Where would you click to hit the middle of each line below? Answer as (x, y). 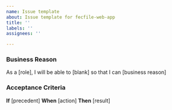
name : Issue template (33, 12)
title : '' (18, 22)
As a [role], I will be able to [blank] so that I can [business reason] (86, 72)
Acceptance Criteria (36, 88)
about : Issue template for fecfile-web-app (61, 17)
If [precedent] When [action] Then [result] (58, 101)
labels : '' (20, 28)
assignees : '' (24, 34)
